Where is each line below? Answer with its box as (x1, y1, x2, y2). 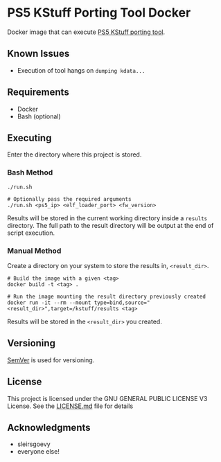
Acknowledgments (7, 421, 91, 434)
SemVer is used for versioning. (7, 355, 95, 364)
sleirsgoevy (17, 440, 51, 448)
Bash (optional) (17, 112, 61, 121)
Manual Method (7, 246, 62, 256)
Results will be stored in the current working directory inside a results (7, 213, 208, 222)
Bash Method (7, 168, 53, 177)
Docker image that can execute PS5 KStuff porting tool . (7, 28, 165, 36)
